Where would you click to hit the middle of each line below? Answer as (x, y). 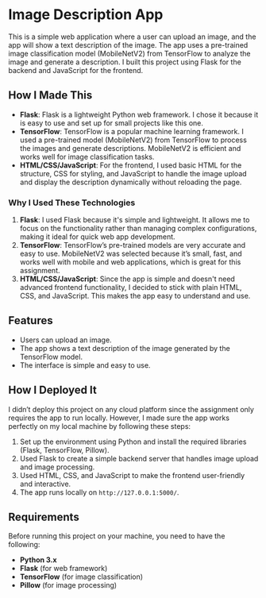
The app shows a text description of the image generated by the (125, 348)
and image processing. (57, 467)
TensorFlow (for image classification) (81, 577)
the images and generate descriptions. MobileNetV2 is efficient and (130, 148)
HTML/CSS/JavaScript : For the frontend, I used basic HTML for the (131, 165)
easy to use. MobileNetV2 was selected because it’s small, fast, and (131, 254)
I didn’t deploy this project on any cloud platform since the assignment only (131, 409)
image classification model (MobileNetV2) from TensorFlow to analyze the (129, 53)
